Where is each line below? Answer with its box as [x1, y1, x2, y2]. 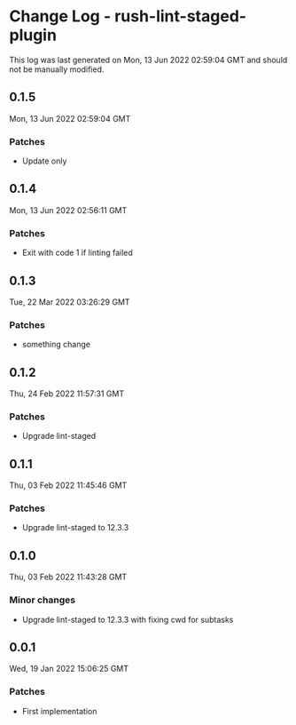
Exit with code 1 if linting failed [21, 247, 133, 259]
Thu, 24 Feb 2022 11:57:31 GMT [9, 388, 125, 399]
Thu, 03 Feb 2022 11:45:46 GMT [9, 480, 128, 490]
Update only [21, 155, 67, 166]
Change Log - [9, 6, 112, 27]
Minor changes [9, 594, 76, 606]
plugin [9, 25, 58, 45]
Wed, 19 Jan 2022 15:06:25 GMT [9, 664, 129, 674]
